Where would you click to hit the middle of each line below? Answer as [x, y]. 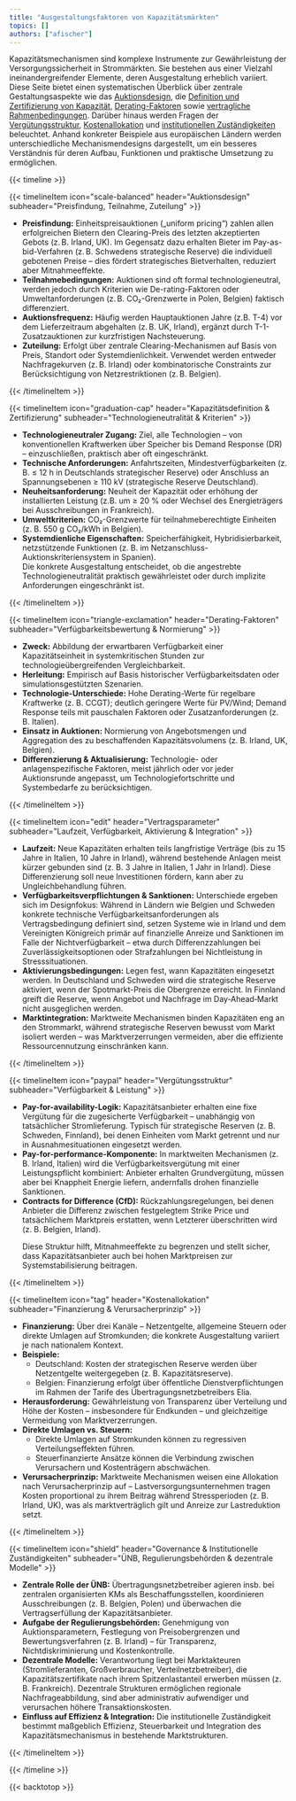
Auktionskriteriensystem [66, 557]
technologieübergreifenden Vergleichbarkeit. [103, 665]
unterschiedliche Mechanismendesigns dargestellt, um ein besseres [133, 144]
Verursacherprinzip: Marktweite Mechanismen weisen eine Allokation [150, 1477]
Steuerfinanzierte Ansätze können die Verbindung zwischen [144, 1458]
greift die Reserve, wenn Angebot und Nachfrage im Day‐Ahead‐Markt [150, 999]
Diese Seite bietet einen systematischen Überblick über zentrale [126, 87]
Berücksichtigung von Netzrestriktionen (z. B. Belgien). [121, 374]
